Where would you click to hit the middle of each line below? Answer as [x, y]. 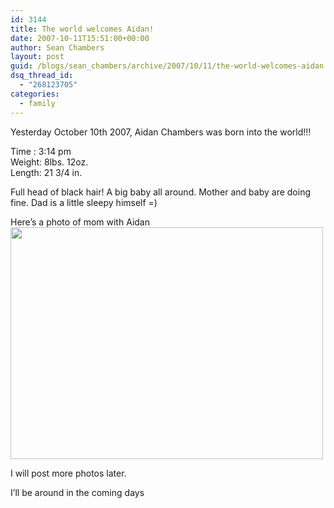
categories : [35, 94]
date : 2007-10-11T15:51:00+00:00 [80, 38]
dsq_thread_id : [42, 76]
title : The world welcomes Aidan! [82, 29]
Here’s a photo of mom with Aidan [80, 222]
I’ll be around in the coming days [77, 492]
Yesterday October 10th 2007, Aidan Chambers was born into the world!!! [161, 132]
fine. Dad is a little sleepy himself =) [84, 202]
